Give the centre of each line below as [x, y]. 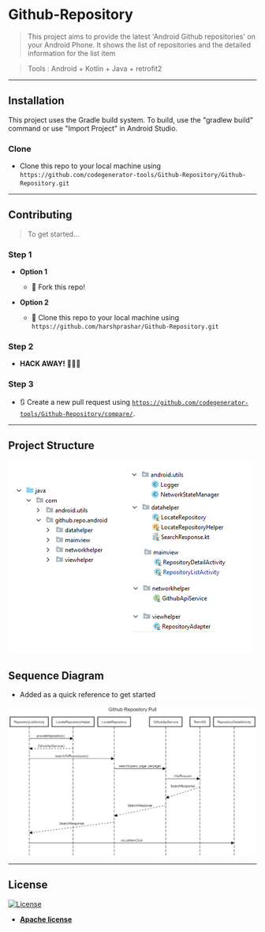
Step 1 [20, 255]
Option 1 [33, 272]
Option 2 [34, 303]
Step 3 [21, 384]
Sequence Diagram [56, 675]
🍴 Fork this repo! [58, 287]
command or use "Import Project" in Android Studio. [93, 128]
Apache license [46, 919]
